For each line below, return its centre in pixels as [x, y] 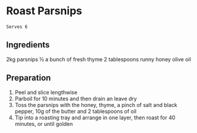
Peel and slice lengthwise [46, 92]
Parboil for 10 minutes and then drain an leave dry [76, 99]
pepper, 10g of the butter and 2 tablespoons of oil [76, 111]
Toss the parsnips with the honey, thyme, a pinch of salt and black [96, 104]
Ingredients [28, 45]
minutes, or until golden [44, 123]
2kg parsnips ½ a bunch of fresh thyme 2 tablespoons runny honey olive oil [99, 59]
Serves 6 [17, 27]
